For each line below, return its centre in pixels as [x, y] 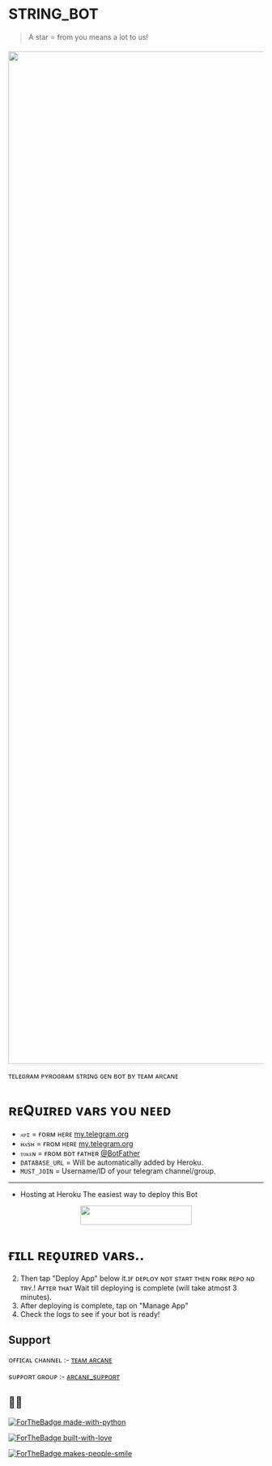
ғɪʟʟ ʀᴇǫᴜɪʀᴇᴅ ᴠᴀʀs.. [76, 1255]
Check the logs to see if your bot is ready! [90, 1315]
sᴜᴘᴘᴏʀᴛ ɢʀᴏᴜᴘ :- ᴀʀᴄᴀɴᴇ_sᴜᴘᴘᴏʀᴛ [64, 1377]
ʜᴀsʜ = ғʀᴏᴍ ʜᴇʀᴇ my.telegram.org [76, 1144]
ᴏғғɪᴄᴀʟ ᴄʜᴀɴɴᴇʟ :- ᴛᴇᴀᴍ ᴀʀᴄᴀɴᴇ [60, 1360]
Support [30, 1340]
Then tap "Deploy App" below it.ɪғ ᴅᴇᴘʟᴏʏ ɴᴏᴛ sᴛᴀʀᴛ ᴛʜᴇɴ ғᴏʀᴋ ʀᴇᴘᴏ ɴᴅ [137, 1278]
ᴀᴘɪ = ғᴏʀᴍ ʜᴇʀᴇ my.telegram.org [74, 1134]
